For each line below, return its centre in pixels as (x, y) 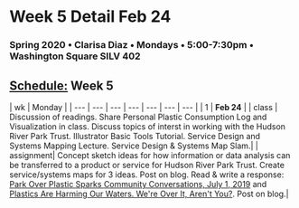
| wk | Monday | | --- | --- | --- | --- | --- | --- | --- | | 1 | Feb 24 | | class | (144, 107)
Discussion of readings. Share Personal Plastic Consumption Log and (138, 117)
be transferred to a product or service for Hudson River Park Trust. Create (147, 165)
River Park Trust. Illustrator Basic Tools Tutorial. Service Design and (135, 136)
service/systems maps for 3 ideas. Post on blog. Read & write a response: (147, 175)
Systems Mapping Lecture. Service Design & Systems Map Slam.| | (134, 146)
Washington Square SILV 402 (75, 56)
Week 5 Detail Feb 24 (90, 17)
